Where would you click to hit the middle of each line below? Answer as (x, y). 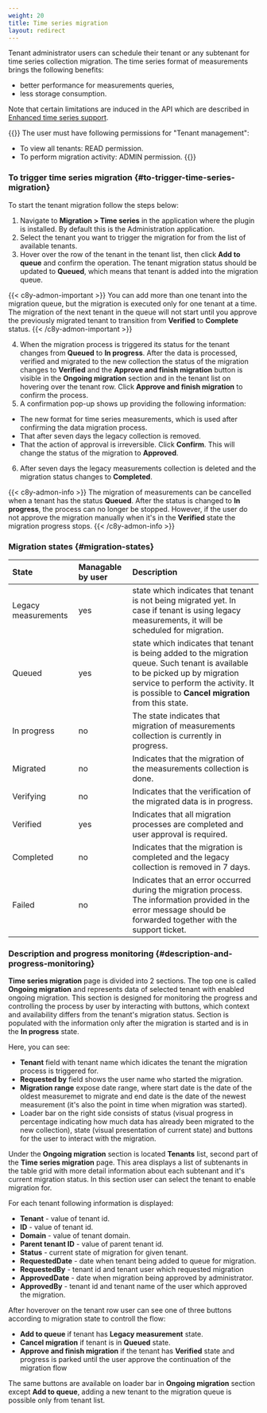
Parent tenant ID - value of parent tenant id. (92, 1244)
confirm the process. (54, 395)
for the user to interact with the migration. (88, 1138)
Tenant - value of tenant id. (64, 1219)
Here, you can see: (39, 1047)
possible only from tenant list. (57, 1400)
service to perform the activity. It (193, 683)
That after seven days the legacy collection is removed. (110, 435)
